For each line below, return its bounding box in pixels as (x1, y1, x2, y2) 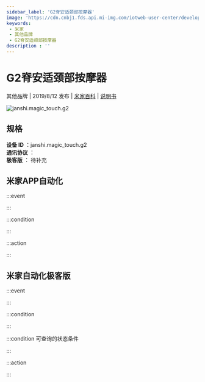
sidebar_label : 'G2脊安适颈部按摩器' (6, 9, 95, 15)
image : (6, 15, 23, 21)
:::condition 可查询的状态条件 (6, 335, 79, 342)
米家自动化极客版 (6, 271, 71, 281)
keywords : (6, 20, 32, 26)
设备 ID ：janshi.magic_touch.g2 (6, 141, 87, 148)
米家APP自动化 (6, 176, 63, 186)
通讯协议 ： (6, 149, 35, 156)
